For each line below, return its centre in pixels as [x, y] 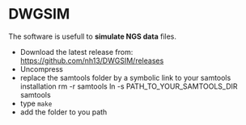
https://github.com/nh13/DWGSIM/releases [92, 60]
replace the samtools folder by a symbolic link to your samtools [125, 77]
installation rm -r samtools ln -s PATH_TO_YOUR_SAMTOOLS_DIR [129, 86]
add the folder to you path [64, 112]
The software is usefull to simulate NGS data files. [92, 36]
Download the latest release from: [76, 52]
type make [36, 103]
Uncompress [41, 69]
